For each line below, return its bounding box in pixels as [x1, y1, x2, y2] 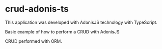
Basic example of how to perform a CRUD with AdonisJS [5, 29, 120, 34]
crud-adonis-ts [5, 3, 69, 15]
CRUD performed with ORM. [5, 38, 62, 44]
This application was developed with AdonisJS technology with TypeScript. [5, 19, 158, 25]
